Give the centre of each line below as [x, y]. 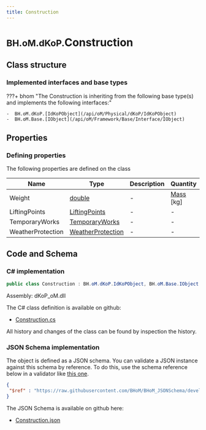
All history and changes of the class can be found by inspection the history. [102, 331]
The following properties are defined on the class [68, 169]
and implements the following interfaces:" [59, 103]
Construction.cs [36, 319]
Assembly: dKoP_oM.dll [36, 295]
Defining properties [36, 155]
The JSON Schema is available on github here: [65, 408]
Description [147, 184]
